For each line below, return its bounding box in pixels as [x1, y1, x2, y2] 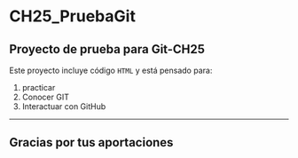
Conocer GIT [21, 91, 69, 102]
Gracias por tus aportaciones [9, 135, 174, 150]
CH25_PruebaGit [9, 6, 136, 27]
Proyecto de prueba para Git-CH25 [9, 42, 206, 57]
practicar [21, 83, 56, 92]
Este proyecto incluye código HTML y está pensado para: [9, 65, 213, 75]
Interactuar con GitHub [21, 101, 106, 112]
